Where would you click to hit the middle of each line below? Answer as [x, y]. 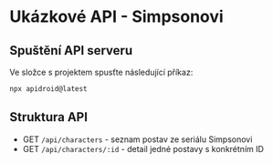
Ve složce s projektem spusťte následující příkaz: [101, 72]
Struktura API [49, 117]
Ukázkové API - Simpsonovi [116, 17]
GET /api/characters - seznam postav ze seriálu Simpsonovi [137, 139]
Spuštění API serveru [71, 51]
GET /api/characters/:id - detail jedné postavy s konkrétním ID [143, 148]
